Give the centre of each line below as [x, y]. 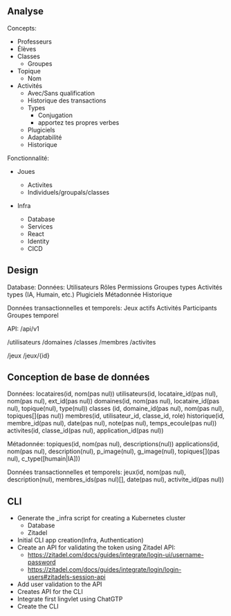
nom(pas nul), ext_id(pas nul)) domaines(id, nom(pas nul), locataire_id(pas [113, 401]
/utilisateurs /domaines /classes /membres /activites [82, 342]
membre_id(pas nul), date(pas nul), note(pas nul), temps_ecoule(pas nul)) [112, 423]
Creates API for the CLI [50, 592]
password [42, 562]
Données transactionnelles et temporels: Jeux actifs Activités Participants [112, 308]
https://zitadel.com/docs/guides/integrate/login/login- [104, 570]
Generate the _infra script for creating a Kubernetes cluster [101, 518]
